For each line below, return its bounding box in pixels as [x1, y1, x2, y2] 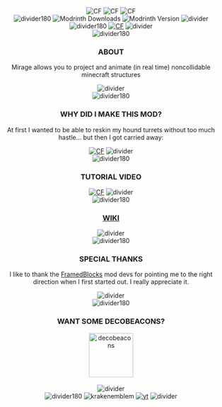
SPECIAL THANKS [79, 254, 143, 264]
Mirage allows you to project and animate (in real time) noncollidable [11, 63, 211, 71]
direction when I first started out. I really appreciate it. [33, 278, 189, 286]
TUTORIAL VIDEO [80, 172, 142, 182]
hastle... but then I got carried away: [58, 133, 164, 141]
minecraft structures [81, 71, 141, 79]
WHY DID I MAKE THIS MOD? [60, 110, 162, 119]
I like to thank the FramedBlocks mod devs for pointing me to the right [9, 270, 213, 278]
